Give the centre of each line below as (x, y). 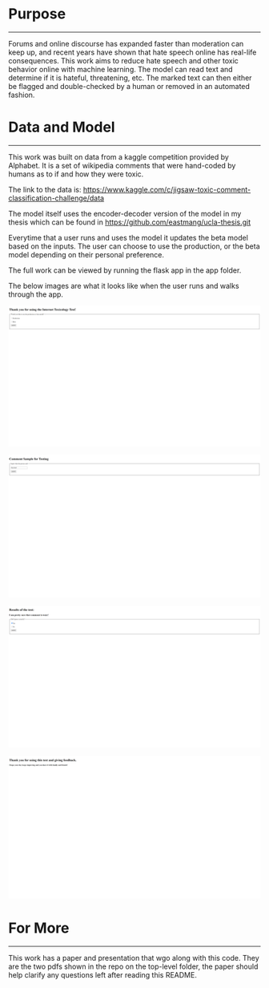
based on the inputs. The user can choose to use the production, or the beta (134, 246)
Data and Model (62, 127)
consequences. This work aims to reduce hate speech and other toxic (123, 60)
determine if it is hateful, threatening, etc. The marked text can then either (130, 78)
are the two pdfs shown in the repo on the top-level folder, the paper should (133, 966)
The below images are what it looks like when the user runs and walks (124, 285)
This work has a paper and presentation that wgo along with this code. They (134, 958)
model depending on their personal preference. (86, 254)
